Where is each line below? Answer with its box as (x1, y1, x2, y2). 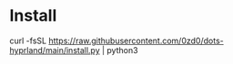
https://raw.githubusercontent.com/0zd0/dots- (48, 35, 225, 46)
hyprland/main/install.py (9, 44, 100, 55)
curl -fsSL (9, 35, 47, 46)
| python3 (101, 44, 138, 55)
